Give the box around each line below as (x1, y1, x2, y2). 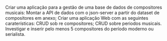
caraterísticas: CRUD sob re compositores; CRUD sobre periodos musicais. (5, 20, 162, 26)
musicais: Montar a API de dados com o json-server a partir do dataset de (5, 10, 160, 16)
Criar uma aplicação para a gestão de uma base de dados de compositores (5, 5, 162, 10)
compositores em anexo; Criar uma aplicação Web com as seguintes (5, 15, 148, 21)
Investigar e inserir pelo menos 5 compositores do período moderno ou (5, 26, 154, 32)
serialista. (5, 31, 25, 37)
